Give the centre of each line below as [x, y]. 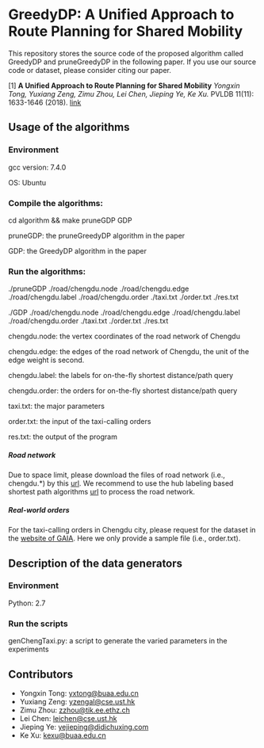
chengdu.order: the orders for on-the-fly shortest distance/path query [123, 391]
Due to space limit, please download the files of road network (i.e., [117, 475]
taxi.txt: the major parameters [57, 406]
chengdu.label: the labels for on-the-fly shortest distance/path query [121, 376]
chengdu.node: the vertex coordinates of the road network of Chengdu [124, 336]
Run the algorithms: [47, 271]
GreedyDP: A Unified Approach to [121, 15]
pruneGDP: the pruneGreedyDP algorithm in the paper [97, 235]
